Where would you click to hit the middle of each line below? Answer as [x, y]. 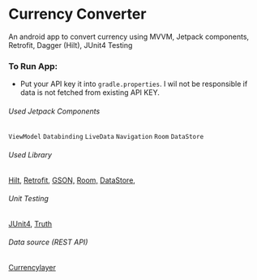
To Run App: [33, 66]
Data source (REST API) [48, 242]
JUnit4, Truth [30, 223]
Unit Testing [28, 199]
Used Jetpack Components [54, 111]
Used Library [30, 155]
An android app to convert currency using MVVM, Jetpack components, [129, 37]
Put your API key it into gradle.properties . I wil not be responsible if [134, 84]
